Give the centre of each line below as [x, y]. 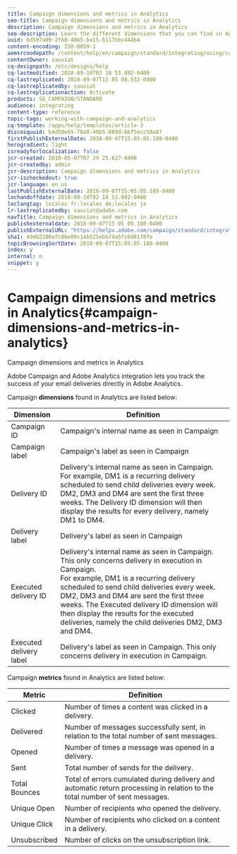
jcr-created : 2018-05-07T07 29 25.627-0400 [72, 158]
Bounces [25, 792]
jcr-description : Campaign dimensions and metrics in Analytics [104, 171]
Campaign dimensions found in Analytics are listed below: [92, 397]
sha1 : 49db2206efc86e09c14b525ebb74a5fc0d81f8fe [80, 237]
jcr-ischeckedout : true [42, 178]
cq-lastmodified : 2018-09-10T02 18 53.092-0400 [79, 73]
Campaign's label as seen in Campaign [124, 451]
